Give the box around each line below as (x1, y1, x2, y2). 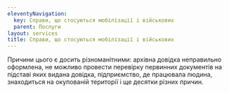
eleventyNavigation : (7, 10, 68, 17)
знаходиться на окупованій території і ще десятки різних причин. (7, 78, 204, 86)
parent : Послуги (13, 23, 61, 30)
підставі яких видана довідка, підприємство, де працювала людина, (7, 71, 213, 79)
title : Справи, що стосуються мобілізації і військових (7, 36, 174, 43)
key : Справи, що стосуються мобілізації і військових (13, 17, 174, 24)
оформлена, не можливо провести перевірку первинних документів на (7, 63, 223, 71)
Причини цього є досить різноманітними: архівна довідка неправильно (7, 55, 222, 64)
